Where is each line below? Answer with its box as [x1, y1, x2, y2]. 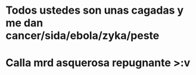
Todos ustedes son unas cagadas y [5, 4, 184, 17]
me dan [5, 16, 43, 30]
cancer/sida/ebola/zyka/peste [5, 29, 160, 42]
